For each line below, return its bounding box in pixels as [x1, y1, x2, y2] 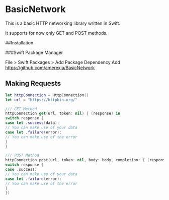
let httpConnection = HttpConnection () [5, 92, 89, 98]
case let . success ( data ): [5, 120, 59, 125]
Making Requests [5, 79, 61, 88]
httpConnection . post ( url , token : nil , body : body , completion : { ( [5, 158, 150, 163]
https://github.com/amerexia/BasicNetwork [5, 64, 95, 71]
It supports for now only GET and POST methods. [5, 30, 108, 36]
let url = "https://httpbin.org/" [5, 97, 78, 102]
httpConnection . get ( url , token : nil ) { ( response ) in [5, 111, 121, 116]
